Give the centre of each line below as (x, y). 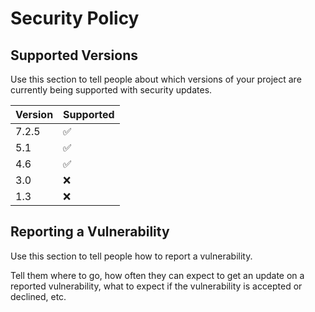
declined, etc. (38, 296)
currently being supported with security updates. (111, 90)
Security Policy (75, 18)
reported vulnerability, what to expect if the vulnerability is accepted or (156, 286)
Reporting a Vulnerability (90, 232)
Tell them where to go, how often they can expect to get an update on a (157, 275)
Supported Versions (74, 55)
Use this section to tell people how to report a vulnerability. (131, 256)
